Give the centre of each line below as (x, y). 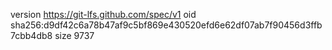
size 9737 (74, 35)
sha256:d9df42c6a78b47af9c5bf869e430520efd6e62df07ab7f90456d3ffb (166, 25)
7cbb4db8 (31, 35)
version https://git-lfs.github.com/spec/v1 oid (103, 14)
